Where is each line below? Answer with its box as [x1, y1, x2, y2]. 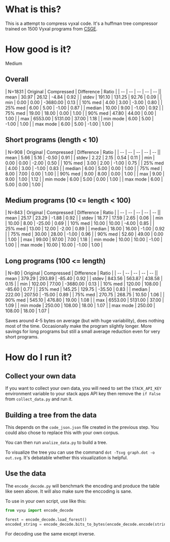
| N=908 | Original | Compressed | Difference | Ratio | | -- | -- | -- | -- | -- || [5, 149, 161, 155]
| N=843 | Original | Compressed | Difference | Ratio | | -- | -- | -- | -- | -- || [5, 210, 161, 216]
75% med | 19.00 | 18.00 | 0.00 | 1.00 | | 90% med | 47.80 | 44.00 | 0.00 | [5, 110, 157, 116]
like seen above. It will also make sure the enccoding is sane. [5, 488, 133, 494]
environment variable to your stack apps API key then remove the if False [5, 391, 161, 397]
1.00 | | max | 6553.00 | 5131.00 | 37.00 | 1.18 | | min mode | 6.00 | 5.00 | [5, 115, 154, 121]
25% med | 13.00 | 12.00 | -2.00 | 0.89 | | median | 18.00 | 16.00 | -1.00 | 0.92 [5, 226, 165, 232]
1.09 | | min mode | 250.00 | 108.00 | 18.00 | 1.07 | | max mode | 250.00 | [5, 302, 155, 309]
